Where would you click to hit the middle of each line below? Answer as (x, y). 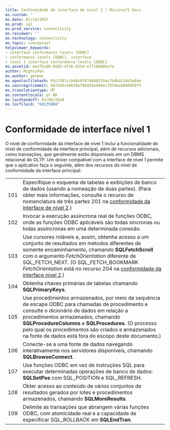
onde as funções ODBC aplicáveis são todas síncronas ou (91, 222)
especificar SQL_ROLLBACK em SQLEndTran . (77, 420)
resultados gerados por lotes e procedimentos (78, 392)
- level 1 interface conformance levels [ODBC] (56, 62)
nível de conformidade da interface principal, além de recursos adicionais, (83, 149)
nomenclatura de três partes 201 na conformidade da (87, 202)
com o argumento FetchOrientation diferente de (79, 256)
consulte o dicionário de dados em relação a (75, 311)
